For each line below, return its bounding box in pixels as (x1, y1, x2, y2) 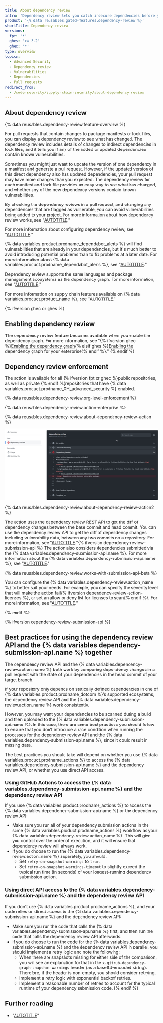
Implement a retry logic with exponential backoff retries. (19, 975, 131, 981)
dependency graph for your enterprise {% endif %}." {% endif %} (5, 348, 135, 354)
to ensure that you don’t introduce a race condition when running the (5, 727, 143, 733)
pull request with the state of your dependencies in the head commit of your (5, 672, 157, 678)
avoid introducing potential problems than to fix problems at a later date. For (5, 251, 157, 258)
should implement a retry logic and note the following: (12, 949, 120, 955)
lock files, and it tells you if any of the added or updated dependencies (5, 147, 147, 152)
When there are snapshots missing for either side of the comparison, (19, 954, 157, 960)
